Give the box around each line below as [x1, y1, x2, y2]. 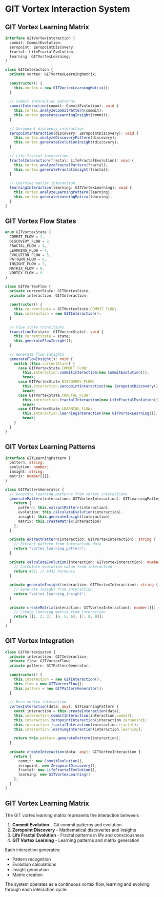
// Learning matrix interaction [9, 181, 76, 186]
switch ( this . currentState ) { [14, 361, 76, 366]
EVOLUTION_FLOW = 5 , [9, 252, 51, 257]
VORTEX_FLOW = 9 [9, 271, 42, 276]
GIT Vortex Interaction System [5, 3, 130, 15]
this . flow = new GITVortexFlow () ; [14, 681, 84, 686]
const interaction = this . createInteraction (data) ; [14, 709, 121, 714]
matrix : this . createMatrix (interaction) [18, 519, 102, 524]
